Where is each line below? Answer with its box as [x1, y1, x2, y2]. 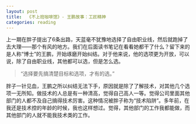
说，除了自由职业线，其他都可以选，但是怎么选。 [6, 58, 124, 65]
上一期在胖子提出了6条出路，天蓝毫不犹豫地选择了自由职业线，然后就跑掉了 [6, 36, 188, 43]
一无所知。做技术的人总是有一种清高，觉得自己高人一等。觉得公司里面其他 [10, 90, 190, 97]
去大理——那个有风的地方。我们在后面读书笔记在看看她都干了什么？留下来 [6, 43, 185, 50]
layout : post [6, 8, 38, 15]
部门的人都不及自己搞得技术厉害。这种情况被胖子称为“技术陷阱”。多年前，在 [6, 97, 190, 104]
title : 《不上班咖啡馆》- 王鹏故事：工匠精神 [6, 14, 106, 20]
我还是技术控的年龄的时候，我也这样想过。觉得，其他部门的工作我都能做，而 [6, 104, 190, 111]
